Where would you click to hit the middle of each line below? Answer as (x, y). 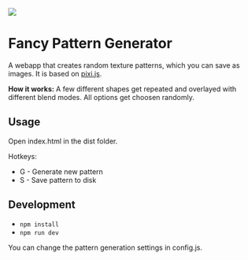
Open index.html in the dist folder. (63, 141)
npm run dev (39, 232)
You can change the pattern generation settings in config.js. (105, 247)
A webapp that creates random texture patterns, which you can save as (124, 65)
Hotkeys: (22, 156)
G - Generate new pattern (61, 171)
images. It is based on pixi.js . (55, 73)
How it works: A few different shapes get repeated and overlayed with (122, 89)
